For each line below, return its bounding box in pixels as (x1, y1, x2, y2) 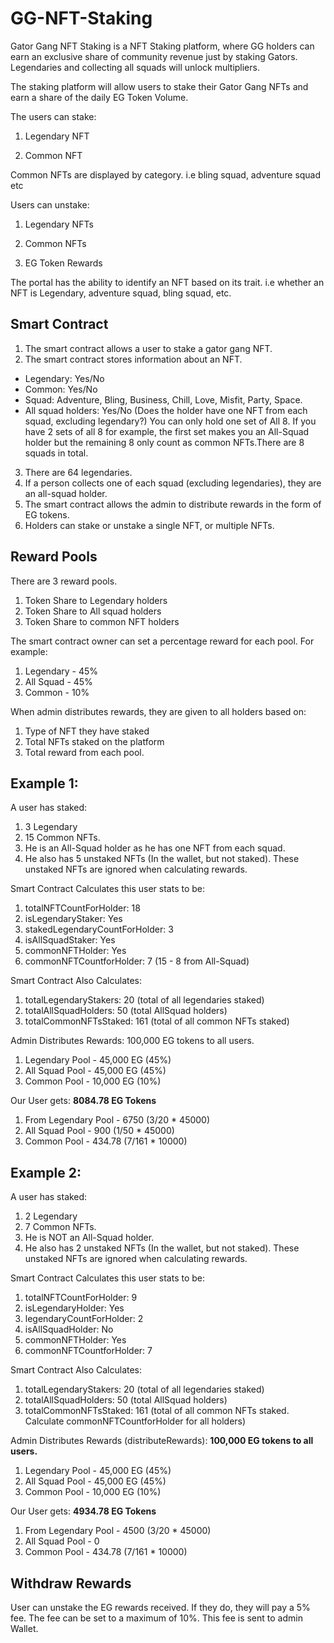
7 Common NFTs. (24, 1221, 97, 1233)
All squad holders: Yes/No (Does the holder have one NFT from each (24, 404, 308, 416)
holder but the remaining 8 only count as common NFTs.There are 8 (24, 436, 305, 448)
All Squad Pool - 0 (24, 1535, 100, 1547)
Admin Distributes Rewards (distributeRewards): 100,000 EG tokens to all (10, 1435, 314, 1447)
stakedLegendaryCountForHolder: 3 (24, 923, 174, 936)
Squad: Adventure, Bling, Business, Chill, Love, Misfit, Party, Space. (24, 393, 303, 406)
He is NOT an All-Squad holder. (24, 1232, 155, 1244)
